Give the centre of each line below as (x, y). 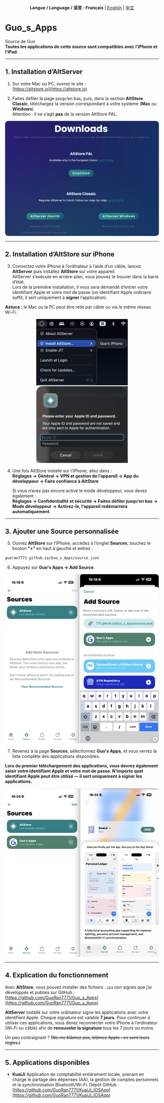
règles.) (13, 1043)
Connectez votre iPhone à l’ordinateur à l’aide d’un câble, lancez (77, 266)
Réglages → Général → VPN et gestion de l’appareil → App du (75, 476)
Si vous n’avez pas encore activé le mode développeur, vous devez (80, 491)
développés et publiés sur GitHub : (40, 992)
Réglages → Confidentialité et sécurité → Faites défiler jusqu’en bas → (85, 501)
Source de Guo (20, 41)
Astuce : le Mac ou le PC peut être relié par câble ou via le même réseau (78, 307)
